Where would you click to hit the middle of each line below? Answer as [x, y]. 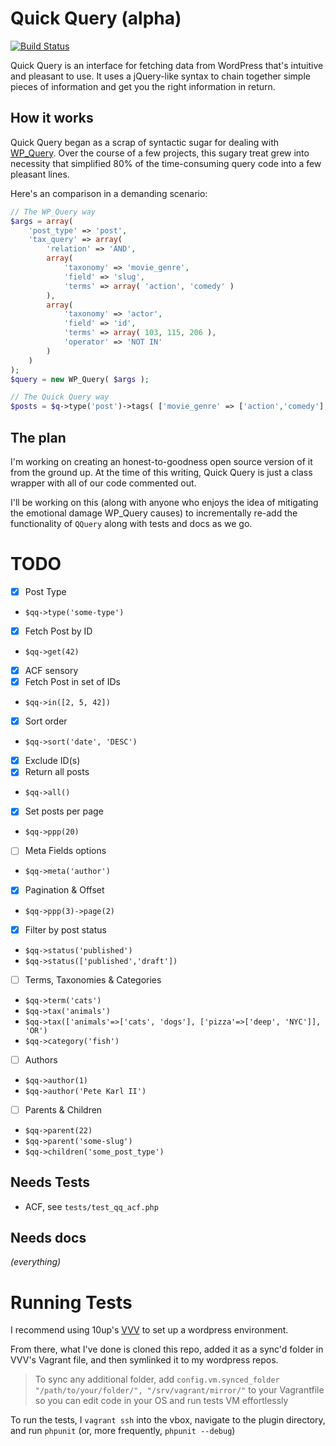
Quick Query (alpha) [96, 18]
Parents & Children [63, 1109]
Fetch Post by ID [58, 631]
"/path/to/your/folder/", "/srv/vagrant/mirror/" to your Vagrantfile [179, 1390]
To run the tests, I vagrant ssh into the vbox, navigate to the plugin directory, [168, 1420]
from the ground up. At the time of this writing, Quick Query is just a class [161, 472]
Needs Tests [50, 1182]
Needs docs [48, 1237]
